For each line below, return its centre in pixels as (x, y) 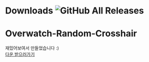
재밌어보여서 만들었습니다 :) (32, 48)
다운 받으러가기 (20, 54)
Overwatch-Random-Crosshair (71, 34)
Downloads (29, 11)
